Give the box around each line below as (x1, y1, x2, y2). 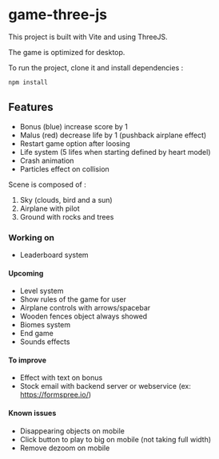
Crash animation (19, 156, 74, 165)
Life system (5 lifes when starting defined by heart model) (19, 147, 211, 156)
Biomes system (19, 320, 71, 330)
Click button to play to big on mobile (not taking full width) (19, 434, 212, 444)
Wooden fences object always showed (19, 311, 148, 321)
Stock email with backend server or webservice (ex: (19, 382, 192, 391)
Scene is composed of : (8, 180, 86, 189)
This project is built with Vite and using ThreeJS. (8, 32, 168, 42)
